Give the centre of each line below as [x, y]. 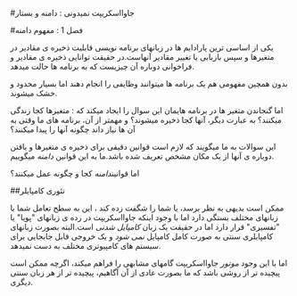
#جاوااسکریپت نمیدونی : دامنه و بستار [72, 13]
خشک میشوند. [34, 93]
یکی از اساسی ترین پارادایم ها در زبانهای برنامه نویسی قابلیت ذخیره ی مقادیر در [142, 47]
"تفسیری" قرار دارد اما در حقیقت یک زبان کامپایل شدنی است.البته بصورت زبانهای [145, 227]
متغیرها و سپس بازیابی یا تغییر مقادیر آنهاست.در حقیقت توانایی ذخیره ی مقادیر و [142, 57]
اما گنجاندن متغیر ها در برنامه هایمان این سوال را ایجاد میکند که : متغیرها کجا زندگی [147, 110]
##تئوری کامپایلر [37, 190]
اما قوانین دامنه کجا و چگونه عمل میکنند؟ [75, 173]
